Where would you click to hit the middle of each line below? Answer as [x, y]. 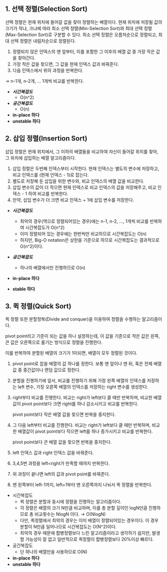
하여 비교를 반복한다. [48, 193]
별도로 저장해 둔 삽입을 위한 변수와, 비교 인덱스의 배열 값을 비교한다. [78, 181]
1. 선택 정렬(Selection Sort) [46, 9]
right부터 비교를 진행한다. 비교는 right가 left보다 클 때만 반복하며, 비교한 [82, 397]
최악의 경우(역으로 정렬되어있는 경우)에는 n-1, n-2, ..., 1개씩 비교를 [84, 221]
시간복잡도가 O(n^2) [45, 227]
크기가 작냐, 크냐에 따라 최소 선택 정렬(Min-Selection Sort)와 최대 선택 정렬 [79, 28]
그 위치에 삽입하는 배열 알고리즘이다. [40, 158]
